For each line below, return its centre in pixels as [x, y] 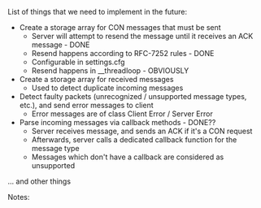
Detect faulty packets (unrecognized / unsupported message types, [133, 96]
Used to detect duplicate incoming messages [107, 88]
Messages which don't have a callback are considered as [128, 157]
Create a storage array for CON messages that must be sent [120, 27]
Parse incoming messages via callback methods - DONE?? [117, 122]
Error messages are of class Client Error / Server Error [122, 114]
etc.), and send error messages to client [86, 105]
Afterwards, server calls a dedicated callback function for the [134, 140]
